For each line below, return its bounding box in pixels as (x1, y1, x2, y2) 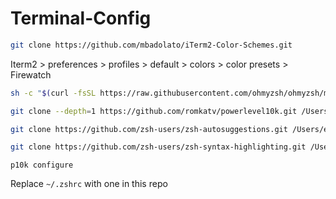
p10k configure (10, 160, 74, 171)
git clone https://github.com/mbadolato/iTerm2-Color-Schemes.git (10, 40, 293, 50)
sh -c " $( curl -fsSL (10, 88, 97, 98)
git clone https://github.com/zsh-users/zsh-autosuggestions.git (10, 124, 288, 134)
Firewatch (10, 68, 52, 81)
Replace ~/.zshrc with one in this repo (10, 178, 168, 190)
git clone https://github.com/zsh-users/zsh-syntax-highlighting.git (10, 142, 307, 152)
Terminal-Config (10, 7, 152, 30)
